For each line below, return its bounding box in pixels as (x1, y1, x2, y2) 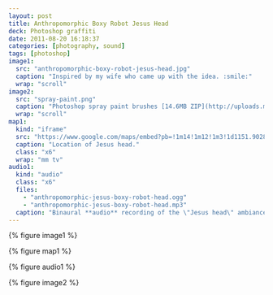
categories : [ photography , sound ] (8, 42, 126, 50)
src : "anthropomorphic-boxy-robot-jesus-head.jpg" (15, 65, 191, 73)
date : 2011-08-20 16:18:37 (8, 34, 100, 43)
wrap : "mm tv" (15, 155, 63, 163)
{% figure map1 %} (8, 246, 71, 256)
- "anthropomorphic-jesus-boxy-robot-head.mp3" (23, 201, 187, 209)
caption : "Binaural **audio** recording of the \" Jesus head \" (15, 208, 234, 216)
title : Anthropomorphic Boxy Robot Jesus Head (8, 20, 169, 28)
